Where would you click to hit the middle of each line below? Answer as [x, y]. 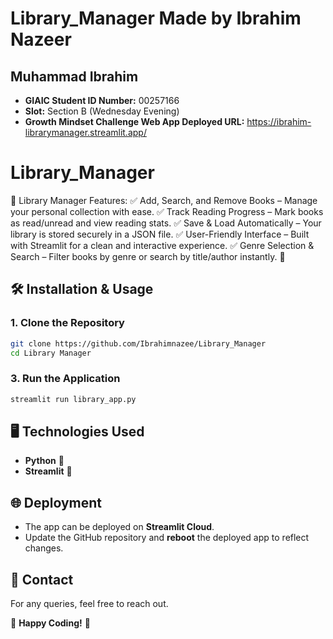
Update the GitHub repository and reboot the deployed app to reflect [167, 538]
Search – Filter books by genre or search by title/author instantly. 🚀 [148, 256]
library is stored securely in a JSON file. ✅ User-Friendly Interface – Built [160, 234]
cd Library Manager [51, 353]
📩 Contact [42, 579]
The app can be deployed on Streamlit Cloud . [119, 527]
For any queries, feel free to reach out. [89, 603]
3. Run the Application [65, 379]
